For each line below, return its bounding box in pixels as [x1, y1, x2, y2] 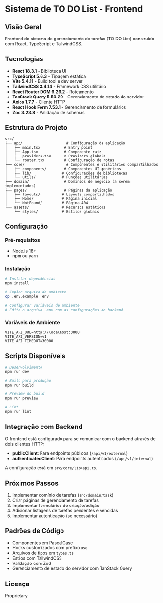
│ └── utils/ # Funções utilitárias [5, 175, 108, 180]
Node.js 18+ [12, 248, 37, 254]
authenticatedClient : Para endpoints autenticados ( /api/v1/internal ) [12, 455, 153, 461]
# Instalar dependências [5, 276, 56, 281]
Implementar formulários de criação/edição [12, 502, 100, 508]
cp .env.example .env [5, 294, 49, 299]
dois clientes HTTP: [5, 441, 45, 447]
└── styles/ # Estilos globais [14, 209, 99, 214]
